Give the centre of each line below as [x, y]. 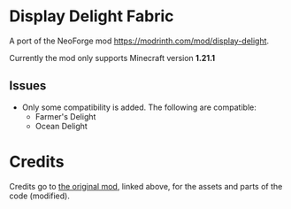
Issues [28, 86]
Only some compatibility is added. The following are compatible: [139, 107]
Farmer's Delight [65, 116]
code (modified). [40, 196]
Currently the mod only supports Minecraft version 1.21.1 [112, 58]
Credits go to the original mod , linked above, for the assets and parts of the [146, 186]
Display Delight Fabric [92, 16]
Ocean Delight [61, 126]
